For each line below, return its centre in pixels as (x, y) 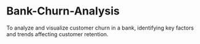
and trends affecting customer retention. (57, 34)
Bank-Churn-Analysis (63, 11)
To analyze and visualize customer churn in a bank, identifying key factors (100, 28)
